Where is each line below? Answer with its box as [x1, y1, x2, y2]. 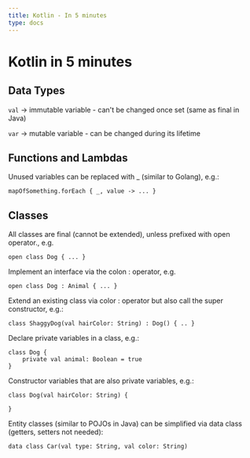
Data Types [8, 84, 65, 98]
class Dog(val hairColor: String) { [8, 391, 128, 400]
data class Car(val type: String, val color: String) [8, 442, 189, 451]
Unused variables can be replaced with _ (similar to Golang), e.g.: [8, 172, 219, 182]
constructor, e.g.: [8, 305, 64, 314]
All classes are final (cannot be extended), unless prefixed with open [8, 230, 230, 239]
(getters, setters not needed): [8, 427, 104, 437]
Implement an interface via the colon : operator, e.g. [8, 267, 176, 276]
